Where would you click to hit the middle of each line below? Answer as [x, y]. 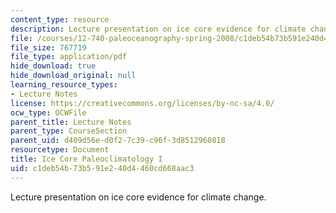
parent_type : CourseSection [69, 131]
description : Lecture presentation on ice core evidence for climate [158, 29]
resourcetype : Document [60, 150]
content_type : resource [60, 19]
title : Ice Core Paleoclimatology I [86, 159]
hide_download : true [53, 66]
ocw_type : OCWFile [48, 112]
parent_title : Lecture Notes [71, 122]
